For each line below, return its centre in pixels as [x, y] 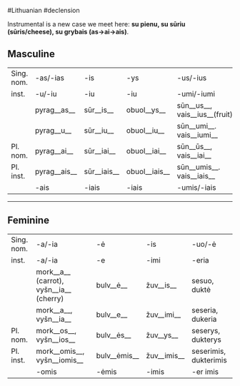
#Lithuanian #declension [44, 10]
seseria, [205, 310]
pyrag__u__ [53, 130]
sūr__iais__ [102, 171]
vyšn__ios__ [56, 340]
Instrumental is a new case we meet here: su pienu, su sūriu [96, 24]
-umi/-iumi [196, 93]
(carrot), [50, 280]
